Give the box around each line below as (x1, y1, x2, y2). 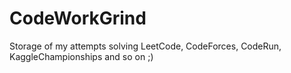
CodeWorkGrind (9, 7, 147, 30)
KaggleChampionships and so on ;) (9, 50, 154, 62)
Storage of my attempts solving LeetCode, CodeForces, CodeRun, (9, 40, 282, 52)
